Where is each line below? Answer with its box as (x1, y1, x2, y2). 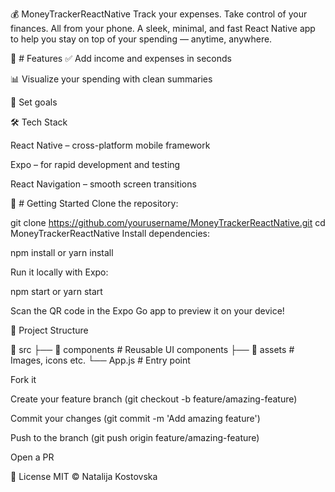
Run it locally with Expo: (10, 266, 109, 278)
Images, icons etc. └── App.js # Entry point (10, 354, 191, 366)
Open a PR (10, 451, 55, 463)
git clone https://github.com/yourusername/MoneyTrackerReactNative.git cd (10, 217, 326, 228)
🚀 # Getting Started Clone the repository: (10, 198, 179, 209)
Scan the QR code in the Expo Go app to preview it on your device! (10, 305, 285, 317)
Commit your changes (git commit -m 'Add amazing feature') (10, 413, 261, 424)
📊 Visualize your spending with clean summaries (10, 73, 213, 85)
